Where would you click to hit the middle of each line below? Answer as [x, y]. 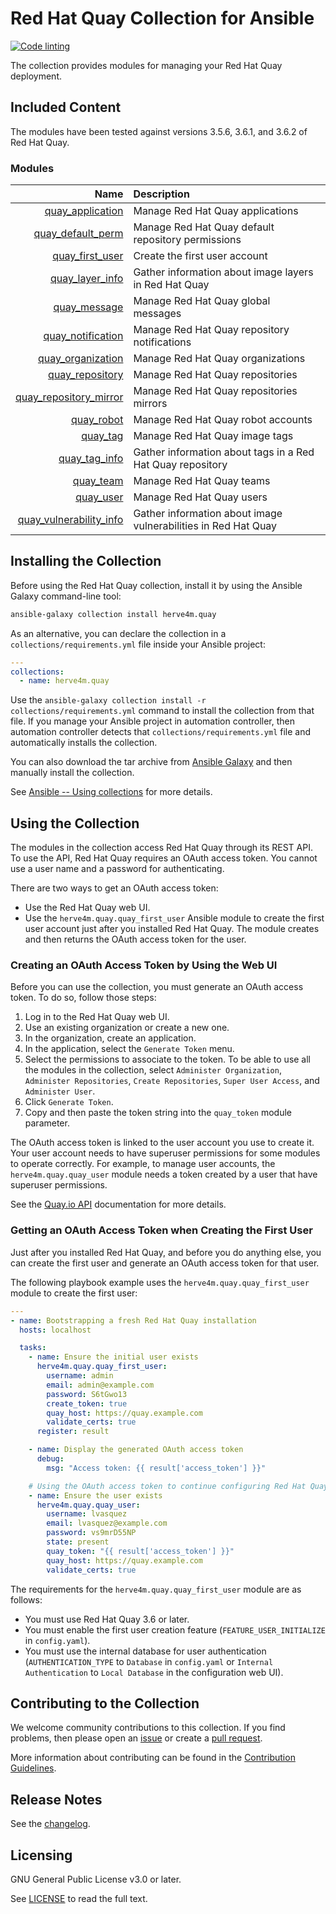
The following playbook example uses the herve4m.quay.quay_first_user [160, 1282]
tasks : [33, 1348]
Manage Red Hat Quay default [204, 227]
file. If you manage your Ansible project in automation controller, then [152, 721]
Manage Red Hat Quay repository [211, 330]
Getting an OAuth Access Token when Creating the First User [161, 1230]
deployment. [36, 76]
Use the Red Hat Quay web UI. [87, 908]
